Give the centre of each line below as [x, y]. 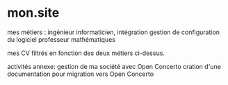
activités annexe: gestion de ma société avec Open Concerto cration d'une [114, 66]
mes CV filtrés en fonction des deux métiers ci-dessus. [86, 53]
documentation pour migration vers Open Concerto [81, 74]
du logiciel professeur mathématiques [62, 39]
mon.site [33, 13]
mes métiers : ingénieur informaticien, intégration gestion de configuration [114, 32]
